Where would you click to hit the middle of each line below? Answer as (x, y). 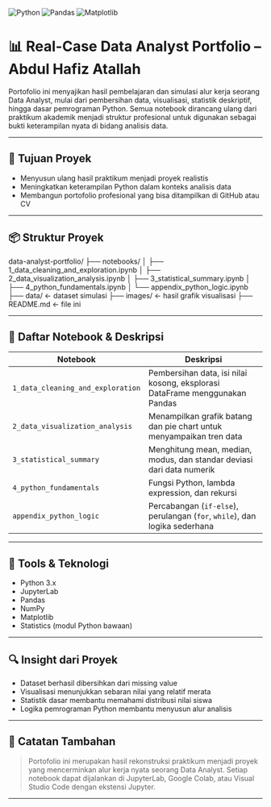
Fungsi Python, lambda (192, 483)
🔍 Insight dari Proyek (63, 660)
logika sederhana (181, 526)
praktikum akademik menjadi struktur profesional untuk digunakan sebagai (132, 117)
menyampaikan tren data (195, 437)
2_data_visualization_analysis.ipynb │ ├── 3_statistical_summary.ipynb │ (129, 278)
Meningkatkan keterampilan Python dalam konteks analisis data (125, 186)
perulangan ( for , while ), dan (202, 516)
